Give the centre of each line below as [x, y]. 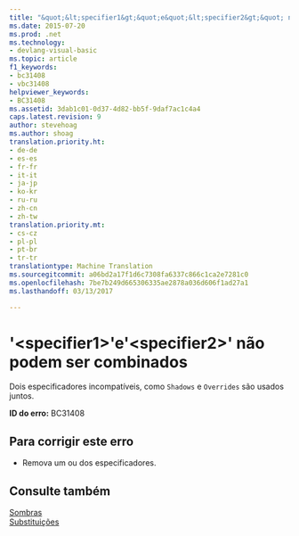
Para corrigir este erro [72, 441]
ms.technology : [37, 42]
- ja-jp [24, 184]
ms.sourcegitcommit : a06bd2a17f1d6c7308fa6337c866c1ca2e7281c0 [129, 275]
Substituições [34, 522]
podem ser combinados [99, 362]
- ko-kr [24, 192]
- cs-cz [24, 233]
